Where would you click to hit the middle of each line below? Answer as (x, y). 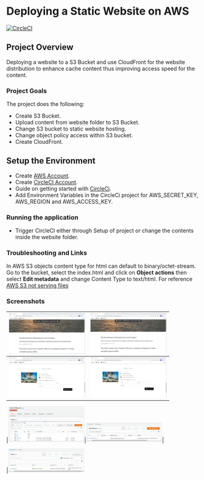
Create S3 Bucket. (38, 116)
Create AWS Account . (42, 176)
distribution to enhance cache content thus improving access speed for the (101, 68)
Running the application (42, 217)
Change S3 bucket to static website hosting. (71, 129)
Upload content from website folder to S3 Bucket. (77, 123)
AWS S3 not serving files (37, 285)
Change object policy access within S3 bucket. (74, 135)
